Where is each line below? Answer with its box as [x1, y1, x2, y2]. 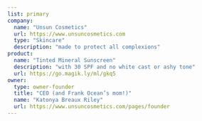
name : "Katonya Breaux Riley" [14, 97, 103, 104]
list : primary [7, 10, 50, 18]
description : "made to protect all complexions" [14, 43, 161, 51]
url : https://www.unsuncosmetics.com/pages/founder [14, 103, 171, 110]
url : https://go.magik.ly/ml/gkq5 [14, 70, 116, 77]
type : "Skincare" [14, 37, 65, 44]
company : [7, 17, 33, 24]
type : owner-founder [14, 83, 75, 90]
